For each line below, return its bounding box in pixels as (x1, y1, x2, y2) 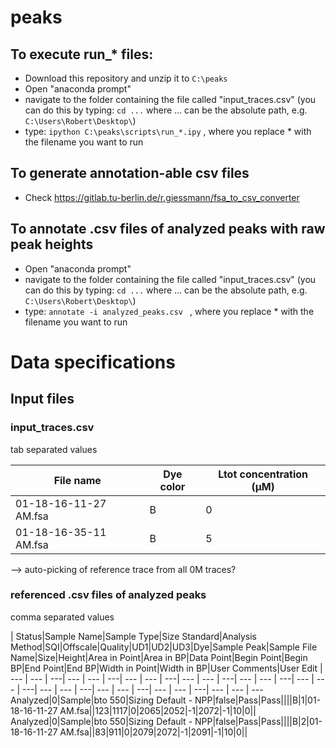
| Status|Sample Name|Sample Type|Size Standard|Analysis (10, 630, 257, 642)
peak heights (10, 236, 94, 253)
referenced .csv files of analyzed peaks (10, 588, 207, 602)
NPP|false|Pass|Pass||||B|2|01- (194, 715, 323, 727)
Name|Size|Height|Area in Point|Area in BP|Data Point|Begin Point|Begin (10, 651, 308, 663)
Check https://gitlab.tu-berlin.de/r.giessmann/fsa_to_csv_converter (24, 191, 300, 203)
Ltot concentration (218, 467, 309, 481)
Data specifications (10, 351, 176, 373)
